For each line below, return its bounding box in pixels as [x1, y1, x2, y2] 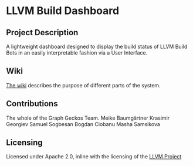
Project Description [6, 28, 79, 38]
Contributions [6, 99, 58, 109]
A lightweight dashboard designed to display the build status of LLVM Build [6, 43, 188, 50]
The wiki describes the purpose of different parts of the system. [6, 82, 161, 89]
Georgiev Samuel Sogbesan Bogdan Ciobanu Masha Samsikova [6, 120, 160, 127]
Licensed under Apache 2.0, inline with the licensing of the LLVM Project [6, 153, 182, 160]
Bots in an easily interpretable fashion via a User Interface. [6, 49, 148, 56]
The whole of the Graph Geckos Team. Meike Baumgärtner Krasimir [6, 114, 170, 121]
